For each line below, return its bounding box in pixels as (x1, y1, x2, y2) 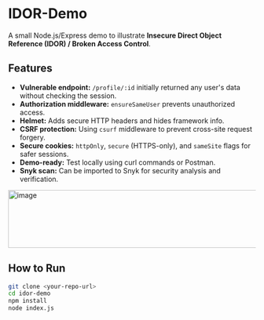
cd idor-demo (8, 289, 51, 298)
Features (8, 62, 53, 75)
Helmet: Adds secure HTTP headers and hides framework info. (19, 115, 225, 125)
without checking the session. (19, 91, 117, 100)
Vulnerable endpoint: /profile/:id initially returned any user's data (19, 82, 241, 92)
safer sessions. (19, 149, 69, 158)
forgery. (19, 133, 46, 142)
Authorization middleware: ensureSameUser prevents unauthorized (19, 99, 236, 108)
